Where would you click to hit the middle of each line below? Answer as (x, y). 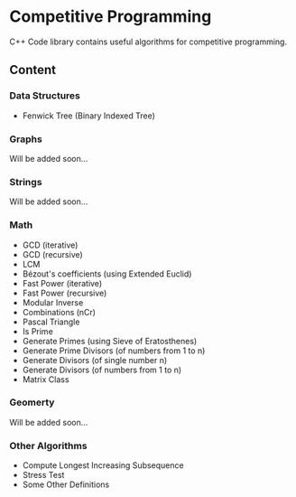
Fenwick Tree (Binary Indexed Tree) (89, 116)
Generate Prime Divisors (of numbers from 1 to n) (114, 351)
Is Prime (38, 331)
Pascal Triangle (51, 322)
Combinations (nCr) (59, 312)
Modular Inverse (53, 302)
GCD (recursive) (52, 254)
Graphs (26, 139)
